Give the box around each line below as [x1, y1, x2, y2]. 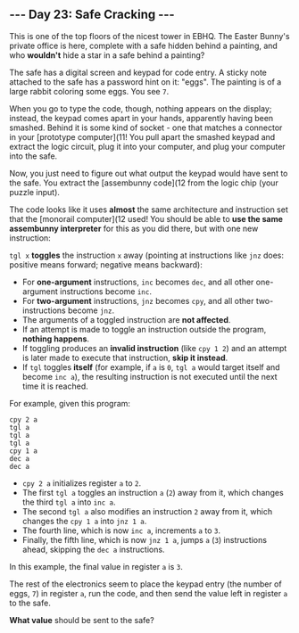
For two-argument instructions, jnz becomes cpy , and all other [21, 295, 254, 306]
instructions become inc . [59, 285, 152, 297]
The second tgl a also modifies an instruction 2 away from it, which [21, 506, 273, 516]
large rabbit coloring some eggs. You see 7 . [9, 86, 170, 96]
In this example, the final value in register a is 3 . [9, 561, 183, 571]
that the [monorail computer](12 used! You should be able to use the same [9, 213, 284, 224]
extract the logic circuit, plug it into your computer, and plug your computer [9, 141, 286, 152]
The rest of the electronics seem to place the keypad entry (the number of [9, 579, 283, 589]
